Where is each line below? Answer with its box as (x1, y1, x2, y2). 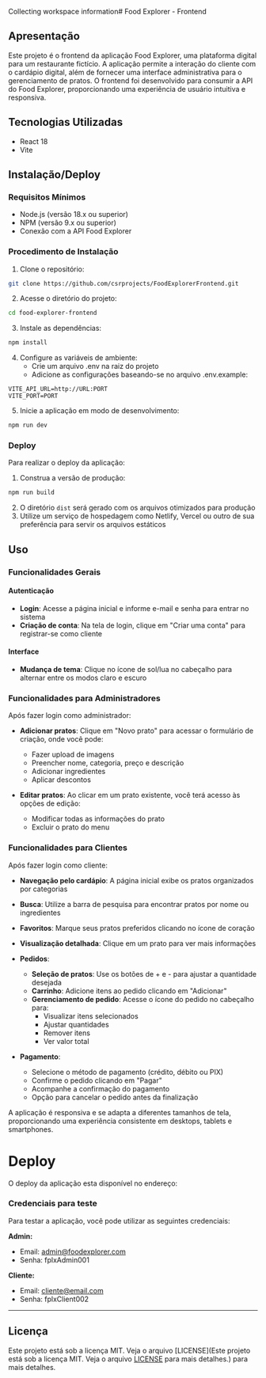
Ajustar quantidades (43, 1019, 109, 1029)
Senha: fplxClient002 (19, 1294, 89, 1304)
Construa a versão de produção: (19, 473, 126, 483)
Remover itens (43, 1028, 91, 1038)
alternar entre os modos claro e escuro (19, 673, 147, 682)
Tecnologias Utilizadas (8, 116, 123, 129)
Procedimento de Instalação (8, 246, 119, 257)
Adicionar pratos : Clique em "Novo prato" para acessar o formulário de (19, 726, 254, 735)
